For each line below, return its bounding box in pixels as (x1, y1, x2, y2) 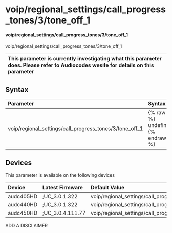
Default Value (90, 184, 124, 192)
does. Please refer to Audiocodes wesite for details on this (8, 61, 154, 69)
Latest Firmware (42, 184, 83, 192)
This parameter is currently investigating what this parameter (8, 55, 162, 62)
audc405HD (8, 193, 37, 200)
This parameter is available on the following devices (5, 172, 115, 178)
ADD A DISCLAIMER (5, 223, 48, 229)
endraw (148, 135, 166, 142)
